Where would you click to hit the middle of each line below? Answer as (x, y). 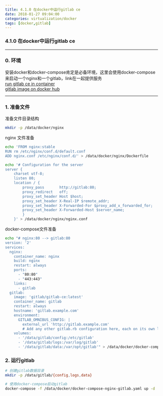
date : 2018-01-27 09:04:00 (32, 14)
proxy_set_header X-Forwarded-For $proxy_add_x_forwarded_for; (88, 206)
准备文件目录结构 (22, 119)
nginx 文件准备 (20, 138)
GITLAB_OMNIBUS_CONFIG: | (44, 320)
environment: (27, 315)
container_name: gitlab (38, 302)
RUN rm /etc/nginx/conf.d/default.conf (45, 151)
